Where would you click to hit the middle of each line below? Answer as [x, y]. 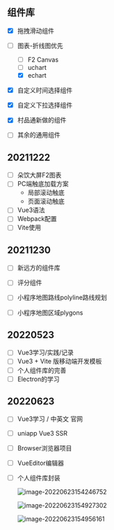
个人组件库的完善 [42, 370]
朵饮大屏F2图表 [39, 175]
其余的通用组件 [39, 135]
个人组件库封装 [39, 478]
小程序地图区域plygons [50, 313]
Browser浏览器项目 [44, 448]
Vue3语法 [31, 210]
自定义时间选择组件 [45, 90]
